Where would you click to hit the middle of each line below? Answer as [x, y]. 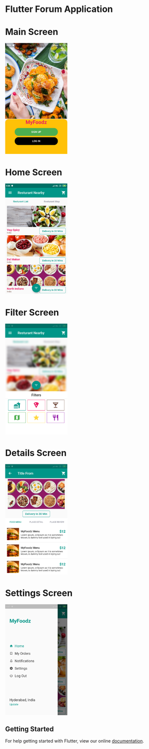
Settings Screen [39, 593]
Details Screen [36, 453]
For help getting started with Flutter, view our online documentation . [74, 741]
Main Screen [32, 32]
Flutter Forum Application [59, 9]
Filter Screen [32, 313]
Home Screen [34, 172]
